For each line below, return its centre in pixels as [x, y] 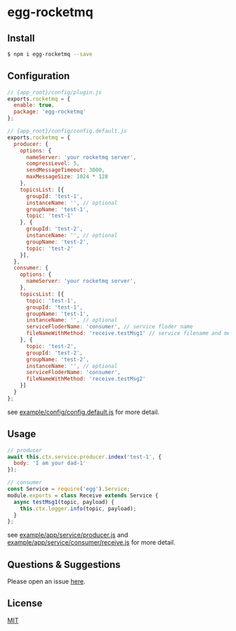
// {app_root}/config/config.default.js [67, 131]
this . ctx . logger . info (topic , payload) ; [78, 509]
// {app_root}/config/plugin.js [54, 92]
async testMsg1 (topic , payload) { [64, 502]
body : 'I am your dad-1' [50, 463]
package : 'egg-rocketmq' [50, 112]
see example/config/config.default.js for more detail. [84, 412]
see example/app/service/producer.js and [68, 535]
